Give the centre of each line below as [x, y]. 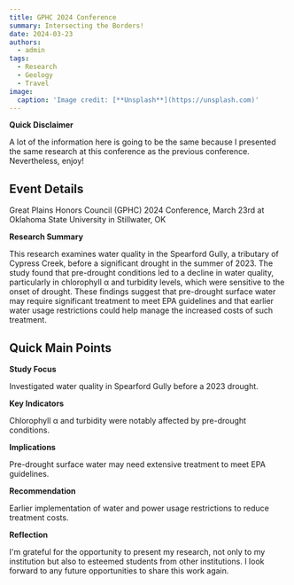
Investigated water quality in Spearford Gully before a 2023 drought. [134, 386]
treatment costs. [39, 518]
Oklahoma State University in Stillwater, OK [88, 220]
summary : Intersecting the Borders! [77, 26]
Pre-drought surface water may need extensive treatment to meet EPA [137, 464]
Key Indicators [37, 403]
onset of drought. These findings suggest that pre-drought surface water [143, 292]
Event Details [46, 188]
